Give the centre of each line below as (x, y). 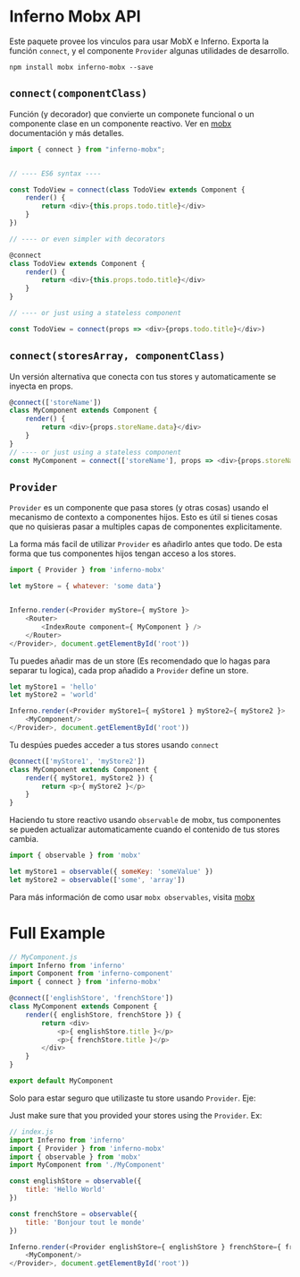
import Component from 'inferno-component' (92, 973)
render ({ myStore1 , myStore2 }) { (89, 778)
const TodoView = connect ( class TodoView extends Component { (127, 190)
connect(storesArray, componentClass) (117, 356)
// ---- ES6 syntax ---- (55, 173)
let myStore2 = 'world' (54, 695)
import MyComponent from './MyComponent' (87, 1165)
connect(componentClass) (79, 94)
